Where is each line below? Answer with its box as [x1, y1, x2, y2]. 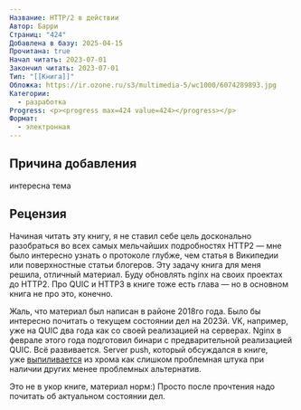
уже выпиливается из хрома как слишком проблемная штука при [9, 354, 265, 365]
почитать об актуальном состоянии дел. [9, 390, 165, 401]
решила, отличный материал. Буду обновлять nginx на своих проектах [9, 269, 283, 280]
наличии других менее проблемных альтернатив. [9, 363, 202, 374]
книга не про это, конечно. [9, 288, 113, 299]
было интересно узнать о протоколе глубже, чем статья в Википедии [9, 250, 278, 261]
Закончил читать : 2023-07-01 [9, 64, 119, 73]
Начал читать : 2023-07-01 [9, 55, 107, 64]
